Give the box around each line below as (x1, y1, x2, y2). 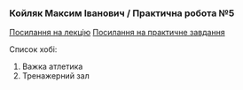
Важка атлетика (21, 61, 83, 72)
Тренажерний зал (21, 71, 90, 81)
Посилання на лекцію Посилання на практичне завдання (9, 27, 225, 38)
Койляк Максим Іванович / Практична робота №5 (9, 7, 235, 19)
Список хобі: (9, 44, 58, 55)
